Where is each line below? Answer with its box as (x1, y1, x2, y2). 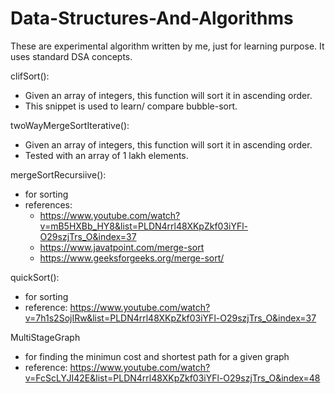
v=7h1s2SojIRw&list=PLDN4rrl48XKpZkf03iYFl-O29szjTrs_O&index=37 (24, 312, 317, 324)
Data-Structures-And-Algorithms (10, 7, 294, 30)
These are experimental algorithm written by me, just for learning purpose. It (10, 40, 325, 52)
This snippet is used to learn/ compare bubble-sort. (24, 100, 238, 112)
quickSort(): (10, 271, 60, 283)
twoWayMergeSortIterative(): (10, 119, 130, 131)
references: (24, 198, 73, 211)
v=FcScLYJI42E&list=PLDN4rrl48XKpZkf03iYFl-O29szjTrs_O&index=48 (24, 372, 321, 384)
